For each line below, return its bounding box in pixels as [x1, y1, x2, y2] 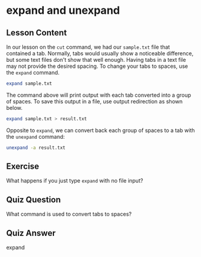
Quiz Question [6, 195, 61, 205]
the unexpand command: [6, 133, 65, 140]
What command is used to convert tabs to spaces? [6, 211, 132, 218]
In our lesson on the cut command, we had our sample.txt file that [6, 43, 170, 50]
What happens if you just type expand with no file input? [6, 177, 143, 184]
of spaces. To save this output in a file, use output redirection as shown [6, 97, 183, 105]
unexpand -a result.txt [6, 145, 66, 151]
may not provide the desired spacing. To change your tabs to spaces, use [6, 62, 188, 70]
